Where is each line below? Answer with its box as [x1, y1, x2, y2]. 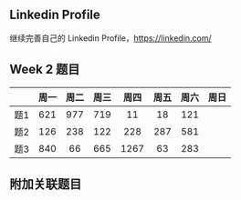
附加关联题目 [9, 176, 82, 192]
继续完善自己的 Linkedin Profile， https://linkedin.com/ [9, 32, 212, 44]
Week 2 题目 [9, 62, 80, 77]
